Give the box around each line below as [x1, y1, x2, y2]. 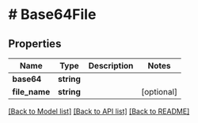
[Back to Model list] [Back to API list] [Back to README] [8, 106, 190, 116]
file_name [12, 87, 51, 97]
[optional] [141, 87, 178, 97]
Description [88, 61, 134, 71]
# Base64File [8, 6, 97, 24]
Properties [8, 37, 62, 50]
